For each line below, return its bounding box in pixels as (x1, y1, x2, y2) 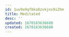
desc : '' (5, 16, 23, 21)
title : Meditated (5, 12, 40, 16)
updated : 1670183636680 (5, 20, 53, 25)
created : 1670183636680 (5, 25, 53, 30)
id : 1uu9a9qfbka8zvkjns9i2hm (5, 7, 64, 12)
